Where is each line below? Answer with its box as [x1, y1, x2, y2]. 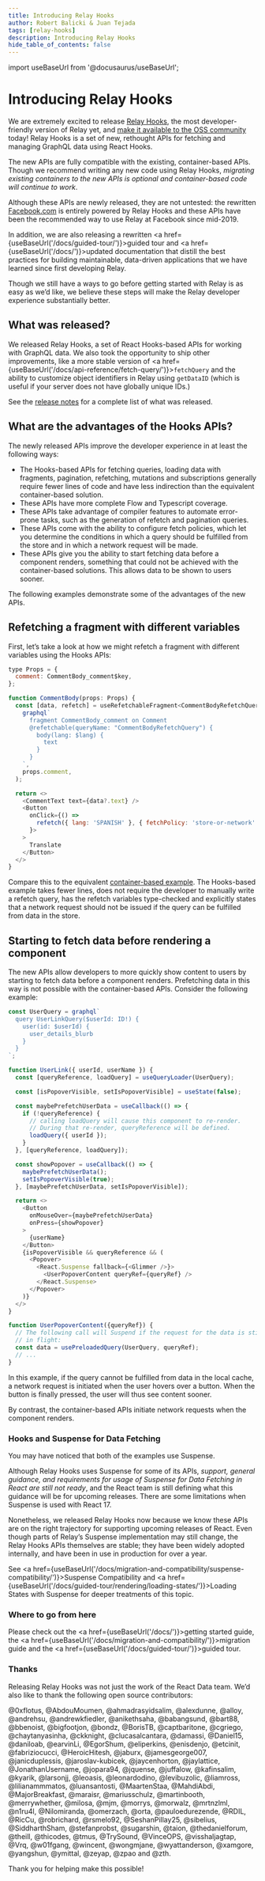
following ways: [8, 449, 59, 459]
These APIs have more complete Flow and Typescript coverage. [19, 498, 228, 507]
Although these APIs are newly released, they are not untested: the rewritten [8, 198, 256, 207]
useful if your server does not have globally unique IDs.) [8, 381, 191, 391]
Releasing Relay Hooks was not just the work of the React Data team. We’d [8, 1682, 251, 1691]
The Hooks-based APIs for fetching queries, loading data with [19, 465, 221, 474]
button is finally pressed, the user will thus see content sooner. [8, 1390, 212, 1399]
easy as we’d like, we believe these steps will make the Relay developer [8, 287, 241, 297]
